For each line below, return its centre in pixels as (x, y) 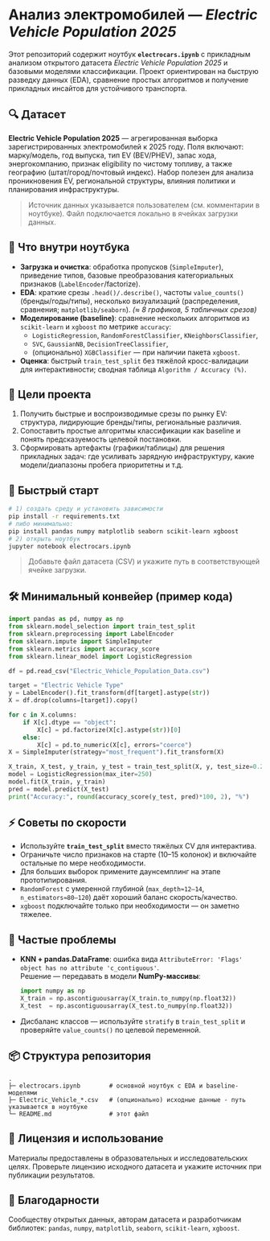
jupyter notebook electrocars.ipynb (70, 546)
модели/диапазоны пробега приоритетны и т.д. (101, 465)
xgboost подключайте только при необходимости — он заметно (129, 906)
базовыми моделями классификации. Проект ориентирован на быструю (133, 71)
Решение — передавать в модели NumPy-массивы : (110, 976)
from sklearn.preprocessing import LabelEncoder (91, 634)
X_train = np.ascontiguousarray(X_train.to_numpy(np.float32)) (128, 999)
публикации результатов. (52, 1175)
